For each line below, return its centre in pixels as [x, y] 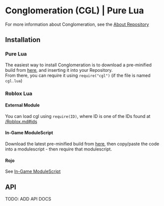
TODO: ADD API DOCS [28, 199]
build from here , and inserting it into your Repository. [59, 70]
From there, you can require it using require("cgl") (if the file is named [78, 75]
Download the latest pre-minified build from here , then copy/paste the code [82, 144]
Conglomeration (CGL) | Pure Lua [75, 11]
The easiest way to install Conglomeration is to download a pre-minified [79, 65]
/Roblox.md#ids [21, 121]
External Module [23, 105]
